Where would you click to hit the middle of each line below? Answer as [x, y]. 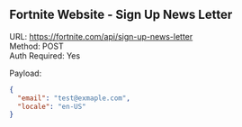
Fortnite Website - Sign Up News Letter [121, 15]
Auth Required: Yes [45, 55]
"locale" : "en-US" [52, 106]
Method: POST [37, 46]
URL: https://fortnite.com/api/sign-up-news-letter [101, 36]
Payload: [26, 73]
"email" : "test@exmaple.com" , [74, 98]
